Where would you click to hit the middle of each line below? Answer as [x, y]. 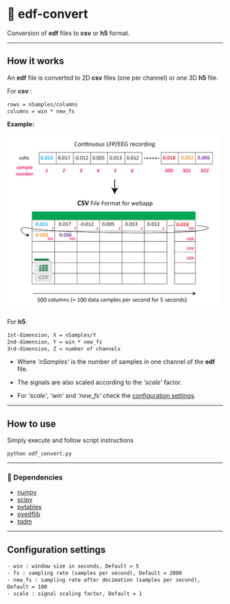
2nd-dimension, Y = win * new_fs [55, 342]
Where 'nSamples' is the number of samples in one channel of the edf [116, 362]
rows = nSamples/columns [42, 104]
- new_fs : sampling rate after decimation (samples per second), [104, 580]
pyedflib [28, 514]
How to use [31, 424]
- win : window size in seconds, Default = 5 [73, 566]
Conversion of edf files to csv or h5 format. [68, 33]
